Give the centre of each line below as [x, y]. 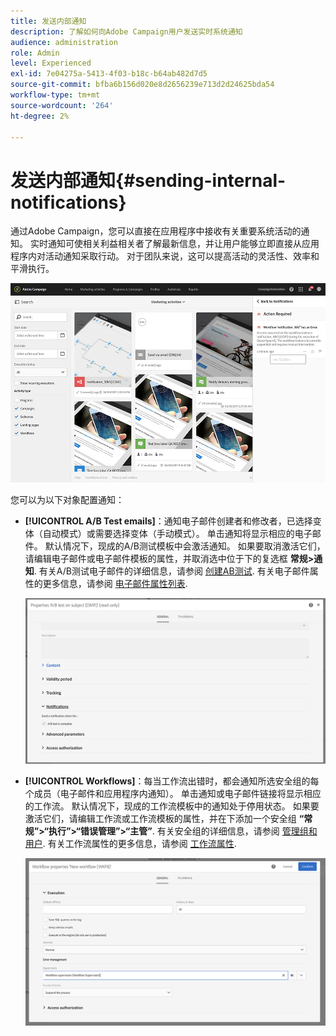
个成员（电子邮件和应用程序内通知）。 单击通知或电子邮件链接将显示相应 [173, 794]
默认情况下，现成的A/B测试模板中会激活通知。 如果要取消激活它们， [185, 546]
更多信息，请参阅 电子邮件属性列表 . [115, 583]
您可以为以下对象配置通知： [67, 499]
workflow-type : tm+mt [55, 95]
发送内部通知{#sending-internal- [148, 180]
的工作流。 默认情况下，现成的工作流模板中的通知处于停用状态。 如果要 [172, 806]
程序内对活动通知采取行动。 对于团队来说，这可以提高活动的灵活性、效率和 [165, 256]
